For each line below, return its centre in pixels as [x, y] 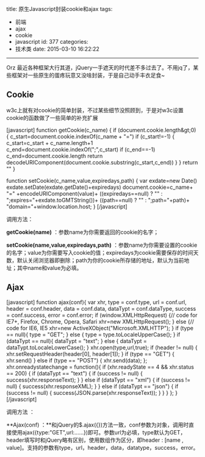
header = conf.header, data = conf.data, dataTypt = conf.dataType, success [101, 308]
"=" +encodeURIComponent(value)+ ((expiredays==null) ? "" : [85, 193]
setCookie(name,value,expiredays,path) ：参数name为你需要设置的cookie [102, 245]
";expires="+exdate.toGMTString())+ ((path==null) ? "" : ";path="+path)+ [98, 200]
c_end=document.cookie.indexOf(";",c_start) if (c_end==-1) [81, 149]
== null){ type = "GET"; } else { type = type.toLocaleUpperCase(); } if [93, 335]
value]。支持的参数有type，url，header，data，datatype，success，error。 [103, 447]
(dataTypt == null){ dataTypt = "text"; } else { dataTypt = [77, 341]
